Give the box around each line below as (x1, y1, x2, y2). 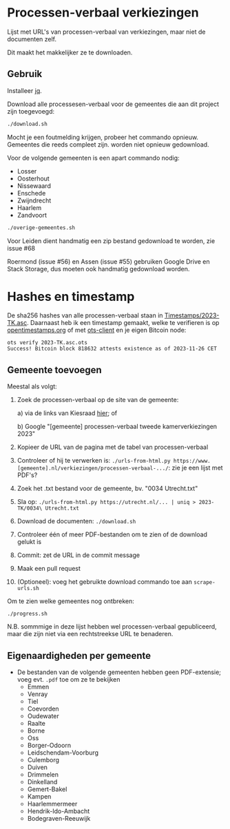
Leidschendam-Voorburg (27, 748, 98, 757)
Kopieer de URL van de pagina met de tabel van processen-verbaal (17, 443, 209, 452)
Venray (27, 690, 48, 698)
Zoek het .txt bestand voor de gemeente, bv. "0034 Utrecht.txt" (17, 484, 198, 493)
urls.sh (17, 585, 39, 592)
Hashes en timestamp (7, 288, 135, 304)
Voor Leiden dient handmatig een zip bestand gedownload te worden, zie (7, 236, 216, 245)
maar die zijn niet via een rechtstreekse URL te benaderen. (7, 630, 174, 638)
